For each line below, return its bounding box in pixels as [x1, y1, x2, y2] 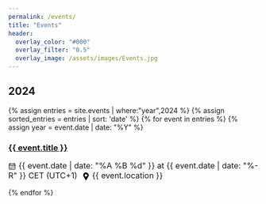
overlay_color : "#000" [15, 38, 91, 46]
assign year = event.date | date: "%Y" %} [8, 123, 145, 132]
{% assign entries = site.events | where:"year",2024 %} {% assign [8, 105, 225, 115]
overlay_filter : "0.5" [15, 46, 91, 55]
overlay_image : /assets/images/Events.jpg [15, 55, 158, 62]
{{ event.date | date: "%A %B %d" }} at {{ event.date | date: [18, 161, 241, 172]
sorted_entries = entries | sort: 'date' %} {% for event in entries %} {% [8, 114, 238, 123]
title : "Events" [8, 21, 62, 29]
